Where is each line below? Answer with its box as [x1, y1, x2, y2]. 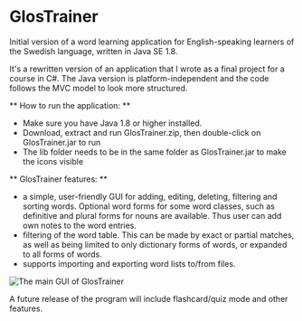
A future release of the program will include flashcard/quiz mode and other [9, 293, 289, 304]
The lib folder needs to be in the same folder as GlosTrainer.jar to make [22, 146, 287, 157]
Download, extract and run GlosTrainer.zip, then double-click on [22, 127, 261, 137]
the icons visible [22, 156, 84, 166]
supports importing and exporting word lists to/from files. [22, 258, 236, 269]
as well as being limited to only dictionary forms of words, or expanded [22, 239, 288, 250]
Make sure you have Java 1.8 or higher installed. [22, 118, 203, 128]
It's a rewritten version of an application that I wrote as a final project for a [9, 63, 285, 74]
